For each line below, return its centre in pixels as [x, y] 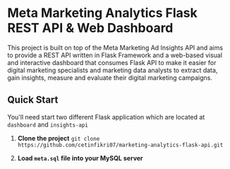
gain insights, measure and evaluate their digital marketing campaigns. [110, 77]
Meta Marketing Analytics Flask [102, 13]
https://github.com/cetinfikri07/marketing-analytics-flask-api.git [120, 145]
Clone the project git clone [59, 138]
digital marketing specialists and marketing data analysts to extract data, [113, 70]
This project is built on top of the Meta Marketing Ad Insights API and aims [115, 47]
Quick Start [33, 100]
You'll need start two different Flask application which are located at [106, 117]
